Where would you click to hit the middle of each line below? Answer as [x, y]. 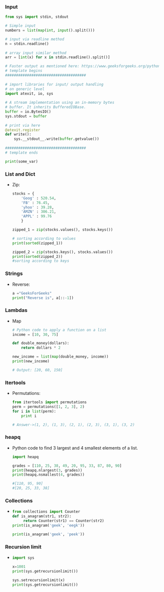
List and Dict [20, 174]
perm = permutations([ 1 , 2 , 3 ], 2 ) [48, 407]
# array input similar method [36, 53]
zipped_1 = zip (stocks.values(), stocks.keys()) [62, 230]
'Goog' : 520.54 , [39, 198]
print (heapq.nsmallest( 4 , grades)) [48, 475]
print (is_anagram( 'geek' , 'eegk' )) [48, 525]
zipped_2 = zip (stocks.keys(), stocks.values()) [62, 252]
